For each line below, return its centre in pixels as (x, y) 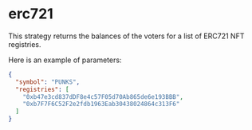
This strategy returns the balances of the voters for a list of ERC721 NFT (126, 36)
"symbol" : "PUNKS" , (48, 82)
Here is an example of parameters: (65, 60)
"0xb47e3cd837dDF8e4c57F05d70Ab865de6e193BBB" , (103, 97)
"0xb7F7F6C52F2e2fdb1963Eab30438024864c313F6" (101, 104)
